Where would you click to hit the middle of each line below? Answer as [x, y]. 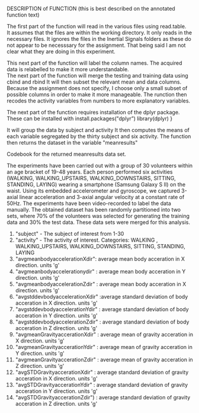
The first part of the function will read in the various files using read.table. [97, 26]
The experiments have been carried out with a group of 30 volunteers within [100, 166]
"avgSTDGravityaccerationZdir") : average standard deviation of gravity [103, 397]
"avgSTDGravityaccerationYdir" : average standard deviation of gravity [102, 385]
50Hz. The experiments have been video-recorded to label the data [89, 203]
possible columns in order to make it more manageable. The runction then [97, 95]
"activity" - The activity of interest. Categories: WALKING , [86, 240]
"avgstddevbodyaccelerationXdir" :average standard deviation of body [102, 297]
